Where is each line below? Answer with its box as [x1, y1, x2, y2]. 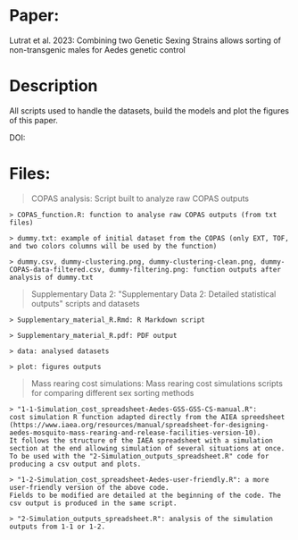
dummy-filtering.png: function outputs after [108, 265, 281, 274]
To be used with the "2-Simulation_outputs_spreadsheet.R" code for [9, 451, 269, 460]
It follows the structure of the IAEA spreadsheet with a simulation [9, 435, 274, 445]
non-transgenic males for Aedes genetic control [9, 44, 186, 55]
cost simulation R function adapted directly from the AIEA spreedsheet [9, 412, 286, 421]
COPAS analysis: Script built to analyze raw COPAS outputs [30, 193, 250, 204]
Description [9, 76, 98, 97]
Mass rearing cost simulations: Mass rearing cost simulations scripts [30, 377, 284, 389]
